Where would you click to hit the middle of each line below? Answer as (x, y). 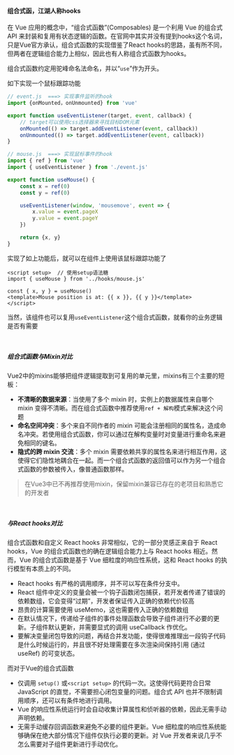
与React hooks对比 (35, 523)
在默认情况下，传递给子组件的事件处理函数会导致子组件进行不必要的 (115, 618)
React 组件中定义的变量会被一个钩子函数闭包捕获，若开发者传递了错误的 (121, 592)
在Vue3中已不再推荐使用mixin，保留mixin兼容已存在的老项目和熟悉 (121, 484)
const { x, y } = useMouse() (50, 291)
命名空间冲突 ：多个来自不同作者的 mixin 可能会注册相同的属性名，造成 (118, 425)
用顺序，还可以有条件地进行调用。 (66, 700)
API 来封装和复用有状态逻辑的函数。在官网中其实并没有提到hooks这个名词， (117, 36)
